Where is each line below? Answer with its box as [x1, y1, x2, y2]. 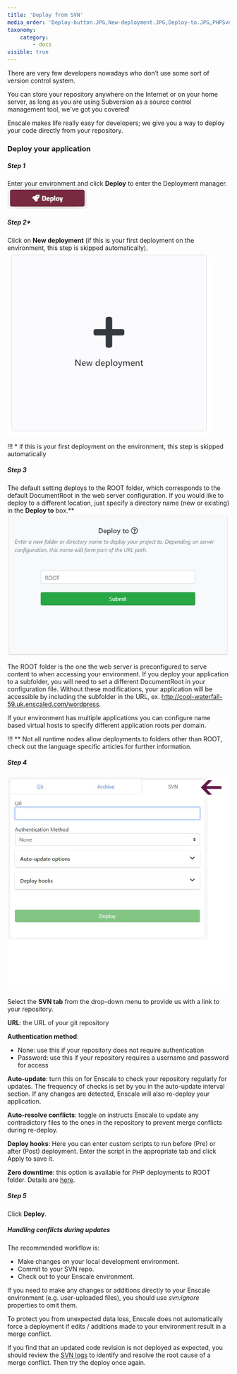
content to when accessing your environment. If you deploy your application [7, 669, 229, 678]
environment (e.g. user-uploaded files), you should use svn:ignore [7, 1293, 200, 1302]
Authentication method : [7, 1032, 79, 1041]
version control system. [7, 76, 75, 85]
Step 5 [7, 1192, 27, 1200]
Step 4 [7, 758, 28, 767]
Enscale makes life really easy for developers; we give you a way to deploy [7, 119, 225, 127]
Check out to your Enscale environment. [17, 1272, 135, 1281]
